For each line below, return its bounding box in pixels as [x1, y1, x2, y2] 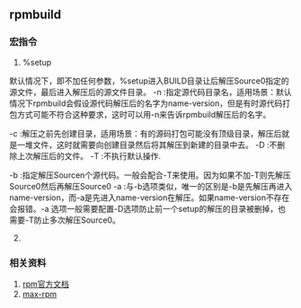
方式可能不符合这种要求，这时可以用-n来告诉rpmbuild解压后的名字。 [16, 109, 271, 119]
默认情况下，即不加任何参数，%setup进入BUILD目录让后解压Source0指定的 [9, 75, 289, 86]
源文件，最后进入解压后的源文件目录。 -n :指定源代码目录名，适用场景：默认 [9, 86, 292, 97]
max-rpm [22, 288, 58, 299]
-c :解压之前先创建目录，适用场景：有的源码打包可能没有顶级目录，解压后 [9, 128, 282, 138]
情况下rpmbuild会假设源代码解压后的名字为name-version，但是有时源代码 [9, 98, 283, 109]
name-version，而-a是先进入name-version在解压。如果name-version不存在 [9, 192, 290, 203]
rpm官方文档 [22, 278, 70, 289]
